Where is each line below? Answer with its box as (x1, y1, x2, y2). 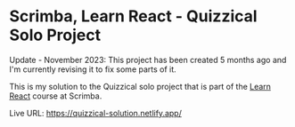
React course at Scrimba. (9, 91, 102, 101)
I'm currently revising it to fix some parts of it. (9, 64, 176, 75)
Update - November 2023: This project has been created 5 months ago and (9, 54, 287, 65)
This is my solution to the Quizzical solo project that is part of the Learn (9, 81, 272, 91)
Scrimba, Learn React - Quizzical (9, 6, 258, 27)
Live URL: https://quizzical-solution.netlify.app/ (9, 107, 183, 118)
